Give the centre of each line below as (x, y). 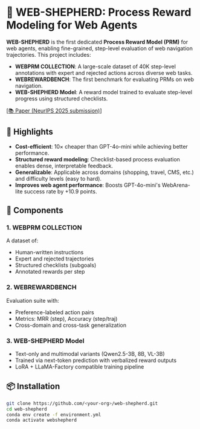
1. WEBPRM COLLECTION (44, 228)
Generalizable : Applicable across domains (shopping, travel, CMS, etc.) (105, 172)
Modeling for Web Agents (72, 25)
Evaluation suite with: (33, 300)
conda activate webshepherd (42, 420)
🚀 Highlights (30, 132)
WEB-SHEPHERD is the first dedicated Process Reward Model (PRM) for (97, 42)
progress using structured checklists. (61, 98)
